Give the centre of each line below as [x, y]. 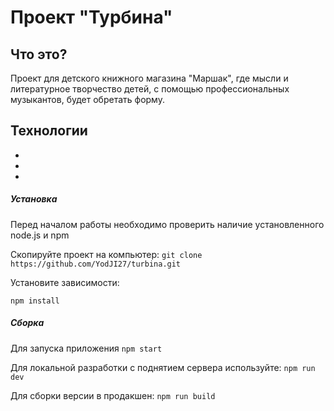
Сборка [27, 323]
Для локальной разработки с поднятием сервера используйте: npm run [163, 367]
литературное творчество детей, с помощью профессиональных [150, 89]
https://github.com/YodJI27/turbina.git [96, 264]
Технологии [49, 131]
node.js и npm [40, 235]
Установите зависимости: [65, 282]
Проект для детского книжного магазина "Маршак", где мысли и [149, 78]
